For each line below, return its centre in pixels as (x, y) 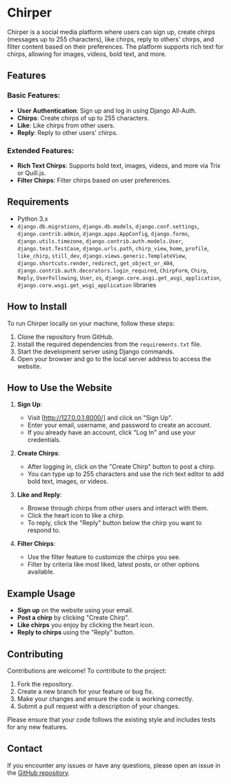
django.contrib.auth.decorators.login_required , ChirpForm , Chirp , (113, 270)
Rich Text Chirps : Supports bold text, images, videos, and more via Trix (119, 165)
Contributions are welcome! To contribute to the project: (87, 671)
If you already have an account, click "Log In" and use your (111, 432)
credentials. (44, 440)
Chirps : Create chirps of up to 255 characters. (83, 118)
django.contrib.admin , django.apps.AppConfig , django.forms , (103, 233)
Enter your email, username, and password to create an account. (119, 425)
